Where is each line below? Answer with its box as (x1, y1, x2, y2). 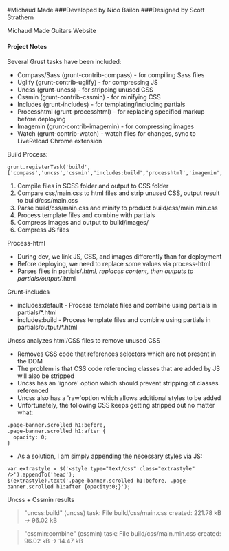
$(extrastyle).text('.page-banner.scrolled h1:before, (7, 477, 168, 485)
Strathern (7, 13, 34, 21)
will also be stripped (17, 372, 74, 380)
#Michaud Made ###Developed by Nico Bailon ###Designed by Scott (7, 6, 205, 14)
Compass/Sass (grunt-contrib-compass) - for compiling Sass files (17, 71, 205, 79)
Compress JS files (17, 226, 69, 234)
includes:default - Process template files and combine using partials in (17, 301, 217, 310)
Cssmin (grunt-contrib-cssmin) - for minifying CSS (17, 93, 162, 101)
